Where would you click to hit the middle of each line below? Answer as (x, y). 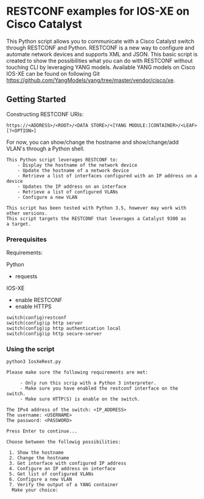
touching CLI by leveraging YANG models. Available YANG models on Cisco (101, 67)
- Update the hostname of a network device (73, 170)
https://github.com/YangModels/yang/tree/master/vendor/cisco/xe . (91, 80)
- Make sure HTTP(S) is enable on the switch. (80, 399)
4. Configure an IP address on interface (62, 469)
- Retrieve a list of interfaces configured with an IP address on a (107, 176)
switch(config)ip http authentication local (64, 328)
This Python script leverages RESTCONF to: (62, 160)
